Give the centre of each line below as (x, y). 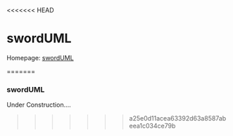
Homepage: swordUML (40, 57)
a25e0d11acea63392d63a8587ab (178, 118)
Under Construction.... (39, 105)
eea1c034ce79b (152, 126)
